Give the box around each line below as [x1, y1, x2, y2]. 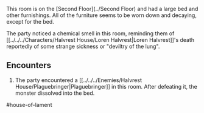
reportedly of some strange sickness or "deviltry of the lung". [6, 43, 160, 50]
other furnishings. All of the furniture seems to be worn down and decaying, [6, 12, 197, 19]
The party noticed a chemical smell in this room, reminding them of [6, 30, 175, 37]
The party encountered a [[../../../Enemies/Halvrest [15, 76, 142, 84]
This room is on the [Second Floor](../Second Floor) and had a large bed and [6, 5, 199, 12]
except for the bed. [6, 18, 55, 25]
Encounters [6, 60, 52, 70]
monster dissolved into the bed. [15, 89, 95, 97]
